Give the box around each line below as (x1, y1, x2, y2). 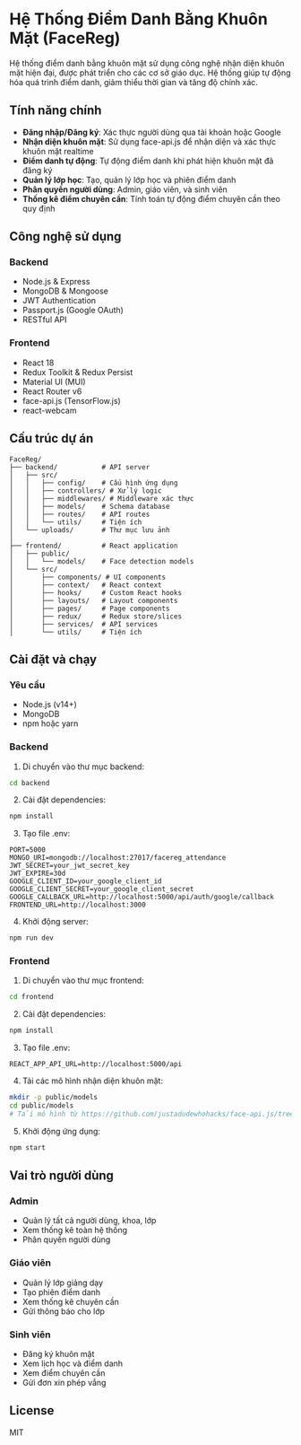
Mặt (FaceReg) (9, 28, 121, 48)
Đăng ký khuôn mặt (21, 1348, 95, 1359)
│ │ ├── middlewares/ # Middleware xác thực (9, 494, 194, 503)
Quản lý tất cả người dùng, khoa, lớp (21, 1215, 157, 1226)
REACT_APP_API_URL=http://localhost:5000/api (9, 1060, 182, 1069)
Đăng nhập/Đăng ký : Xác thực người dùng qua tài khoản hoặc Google (21, 127, 281, 137)
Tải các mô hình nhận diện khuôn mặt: (21, 1075, 164, 1086)
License (9, 1403, 55, 1418)
